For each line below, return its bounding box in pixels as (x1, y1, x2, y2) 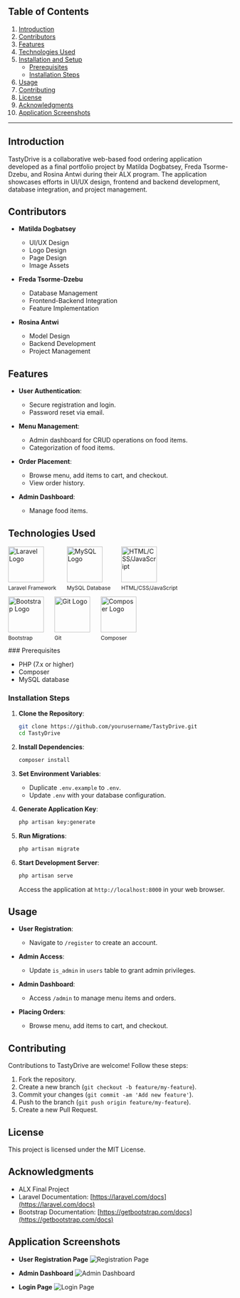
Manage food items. (28, 507, 88, 515)
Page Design (28, 254, 67, 262)
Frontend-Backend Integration (28, 297, 118, 305)
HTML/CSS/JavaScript (120, 584, 178, 592)
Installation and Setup (18, 55, 83, 64)
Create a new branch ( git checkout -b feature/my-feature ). (18, 1083, 197, 1091)
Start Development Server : (18, 858, 100, 867)
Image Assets (28, 261, 70, 270)
